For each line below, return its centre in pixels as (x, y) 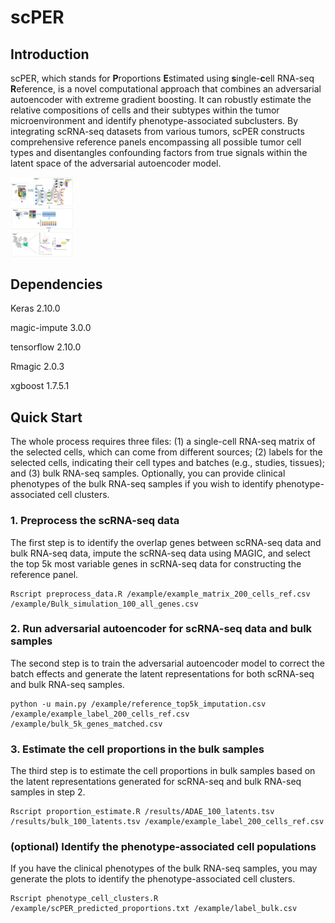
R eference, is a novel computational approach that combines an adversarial (166, 89)
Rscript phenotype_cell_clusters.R (84, 899)
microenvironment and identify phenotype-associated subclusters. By (154, 120)
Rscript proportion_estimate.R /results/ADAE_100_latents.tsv (142, 812)
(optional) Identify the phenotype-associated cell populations (163, 847)
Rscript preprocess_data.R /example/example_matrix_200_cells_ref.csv (160, 594)
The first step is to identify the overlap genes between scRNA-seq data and (166, 542)
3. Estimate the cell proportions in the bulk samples (137, 749)
